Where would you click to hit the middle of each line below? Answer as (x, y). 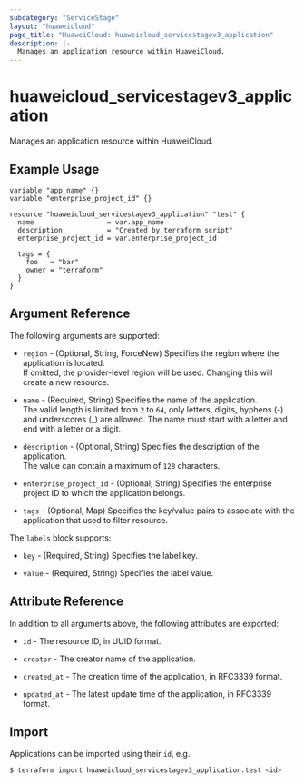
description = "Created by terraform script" (125, 230)
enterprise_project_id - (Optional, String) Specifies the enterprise (147, 483)
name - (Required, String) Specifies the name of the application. (140, 400)
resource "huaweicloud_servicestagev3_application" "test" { (127, 214)
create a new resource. (66, 382)
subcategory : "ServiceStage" (64, 18)
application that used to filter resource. (95, 520)
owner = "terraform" (64, 270)
